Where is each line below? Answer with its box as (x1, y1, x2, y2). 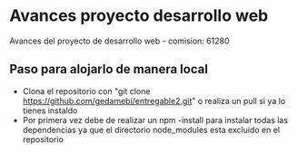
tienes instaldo (22, 105, 78, 116)
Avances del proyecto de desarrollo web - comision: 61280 (9, 35, 230, 46)
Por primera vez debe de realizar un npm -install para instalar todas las (22, 114, 289, 125)
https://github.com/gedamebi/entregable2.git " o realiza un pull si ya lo (22, 95, 286, 106)
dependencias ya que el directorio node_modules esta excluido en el (22, 124, 280, 135)
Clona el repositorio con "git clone (22, 85, 151, 96)
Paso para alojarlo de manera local (9, 62, 209, 77)
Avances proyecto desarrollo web (9, 5, 269, 26)
